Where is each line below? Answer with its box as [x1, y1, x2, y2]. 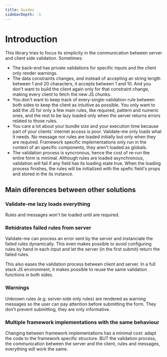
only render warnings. [12, 70, 58, 76]
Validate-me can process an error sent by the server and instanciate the [5, 236, 153, 242]
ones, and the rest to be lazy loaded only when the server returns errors [12, 113, 161, 119]
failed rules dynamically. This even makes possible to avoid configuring [5, 241, 152, 247]
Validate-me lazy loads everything [5, 200, 91, 207]
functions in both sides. [5, 272, 53, 278]
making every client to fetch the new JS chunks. [12, 91, 112, 97]
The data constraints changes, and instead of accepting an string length [12, 75, 161, 81]
